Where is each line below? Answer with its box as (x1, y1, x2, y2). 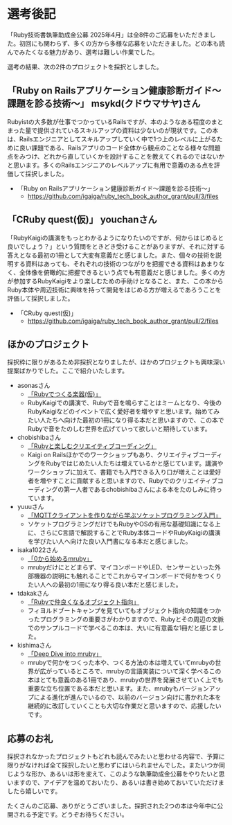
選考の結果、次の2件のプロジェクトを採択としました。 (7, 62, 163, 71)
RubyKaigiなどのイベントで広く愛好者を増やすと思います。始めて (27, 407, 214, 416)
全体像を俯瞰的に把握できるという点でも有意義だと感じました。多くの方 (19, 268, 226, 276)
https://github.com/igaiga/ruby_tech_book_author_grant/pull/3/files (27, 192, 219, 200)
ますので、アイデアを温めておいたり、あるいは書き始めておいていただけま (12, 779, 224, 787)
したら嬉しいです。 (7, 787, 62, 795)
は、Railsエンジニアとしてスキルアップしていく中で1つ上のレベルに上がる (7, 134, 217, 143)
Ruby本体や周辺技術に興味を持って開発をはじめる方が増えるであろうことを (7, 285, 222, 294)
